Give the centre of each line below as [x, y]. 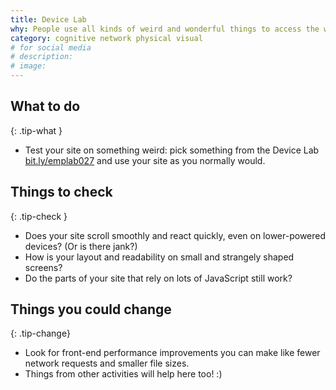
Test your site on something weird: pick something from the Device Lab [172, 150]
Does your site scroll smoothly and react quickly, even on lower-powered [175, 235]
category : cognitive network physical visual [106, 38]
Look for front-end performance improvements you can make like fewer [172, 353]
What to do [45, 106]
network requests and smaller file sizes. [107, 363]
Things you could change [91, 309]
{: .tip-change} [40, 333]
